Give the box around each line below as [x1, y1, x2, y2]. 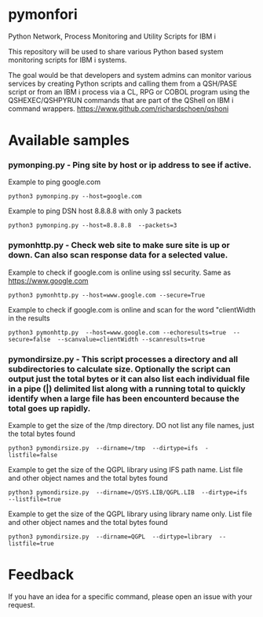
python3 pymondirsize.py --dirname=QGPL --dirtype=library [8, 533, 213, 541]
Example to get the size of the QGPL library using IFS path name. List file [8, 465, 243, 475]
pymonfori [8, 6, 78, 24]
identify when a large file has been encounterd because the [8, 393, 239, 404]
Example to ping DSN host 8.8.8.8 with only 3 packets [8, 206, 182, 216]
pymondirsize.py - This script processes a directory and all [8, 353, 238, 364]
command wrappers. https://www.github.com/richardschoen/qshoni [8, 104, 229, 113]
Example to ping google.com [8, 177, 100, 187]
